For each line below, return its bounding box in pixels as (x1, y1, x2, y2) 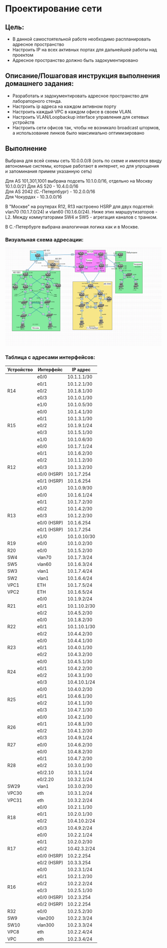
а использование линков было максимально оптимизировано (12, 130, 145, 136)
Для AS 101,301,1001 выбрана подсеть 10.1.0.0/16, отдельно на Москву (5, 178, 153, 184)
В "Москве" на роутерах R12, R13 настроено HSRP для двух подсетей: (5, 203, 154, 210)
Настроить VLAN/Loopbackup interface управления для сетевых (12, 114, 149, 120)
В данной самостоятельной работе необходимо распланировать (12, 36, 151, 42)
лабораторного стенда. (12, 98, 62, 104)
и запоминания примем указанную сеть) (5, 168, 92, 174)
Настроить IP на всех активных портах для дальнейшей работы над (12, 47, 158, 52)
